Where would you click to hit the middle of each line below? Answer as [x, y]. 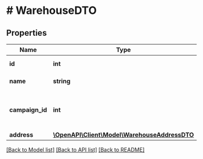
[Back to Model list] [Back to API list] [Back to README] [76, 150]
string [62, 81]
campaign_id [28, 110]
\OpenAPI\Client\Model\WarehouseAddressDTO [124, 135]
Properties [27, 33]
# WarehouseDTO [51, 11]
